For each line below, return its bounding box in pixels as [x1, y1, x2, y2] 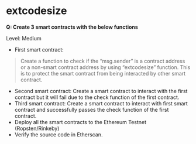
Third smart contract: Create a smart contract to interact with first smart [14, 100, 188, 107]
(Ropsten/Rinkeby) [14, 125, 60, 132]
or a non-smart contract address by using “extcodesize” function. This [20, 63, 191, 71]
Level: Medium [6, 35, 42, 42]
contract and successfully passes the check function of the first [14, 106, 169, 113]
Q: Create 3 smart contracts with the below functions [6, 23, 139, 30]
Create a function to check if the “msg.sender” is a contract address [20, 57, 185, 64]
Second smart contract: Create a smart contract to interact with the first [14, 87, 188, 94]
